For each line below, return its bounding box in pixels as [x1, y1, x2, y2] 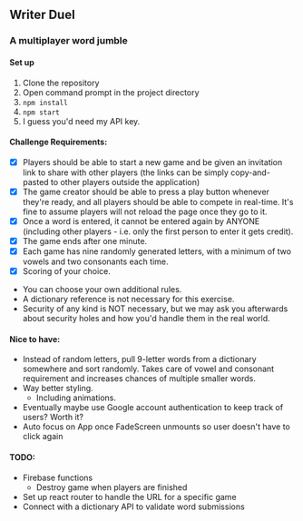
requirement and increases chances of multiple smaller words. [22, 373, 256, 384]
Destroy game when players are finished [35, 481, 188, 493]
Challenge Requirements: [9, 136, 108, 148]
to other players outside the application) [50, 176, 200, 187]
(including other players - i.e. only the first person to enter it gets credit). [22, 226, 294, 237]
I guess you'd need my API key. [22, 115, 141, 126]
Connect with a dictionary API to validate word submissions [22, 501, 245, 512]
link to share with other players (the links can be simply [22, 167, 230, 178]
